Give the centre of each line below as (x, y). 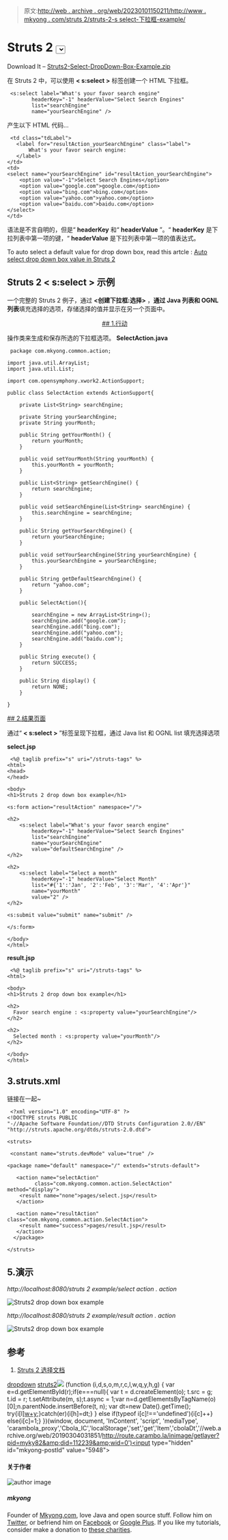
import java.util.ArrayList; (48, 363)
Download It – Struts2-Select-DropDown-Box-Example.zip (89, 66)
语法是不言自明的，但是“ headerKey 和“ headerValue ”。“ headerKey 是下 (113, 230)
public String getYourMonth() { (65, 435)
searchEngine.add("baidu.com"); (78, 639)
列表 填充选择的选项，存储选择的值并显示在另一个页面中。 (88, 308)
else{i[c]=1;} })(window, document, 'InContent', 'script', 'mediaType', (103, 1421)
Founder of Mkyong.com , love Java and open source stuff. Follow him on (110, 1515)
